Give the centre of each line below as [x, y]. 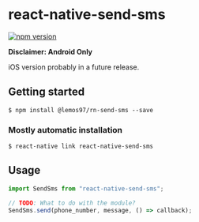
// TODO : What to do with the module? [72, 203]
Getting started [47, 92]
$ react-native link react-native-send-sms [81, 147]
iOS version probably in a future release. [74, 67]
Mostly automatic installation [66, 130]
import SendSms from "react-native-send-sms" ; [86, 188]
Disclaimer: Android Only [51, 51]
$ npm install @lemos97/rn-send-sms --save [81, 110]
